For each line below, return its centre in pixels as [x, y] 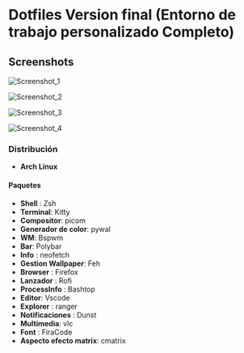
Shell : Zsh [38, 203]
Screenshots [41, 62]
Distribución [33, 149]
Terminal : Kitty [45, 212]
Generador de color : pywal [65, 229]
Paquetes [25, 185]
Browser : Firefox [49, 271]
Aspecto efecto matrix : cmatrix [73, 340]
